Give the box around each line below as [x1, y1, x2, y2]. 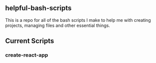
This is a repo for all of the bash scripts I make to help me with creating [5, 17, 151, 23]
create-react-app [5, 52, 48, 59]
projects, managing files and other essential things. [5, 22, 111, 28]
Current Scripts [5, 37, 54, 45]
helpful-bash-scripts [5, 4, 72, 12]
